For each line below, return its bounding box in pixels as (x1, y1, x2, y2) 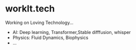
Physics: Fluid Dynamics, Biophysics (12, 34, 89, 40)
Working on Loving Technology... (5, 19, 74, 25)
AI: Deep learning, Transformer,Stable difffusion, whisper (12, 29, 131, 35)
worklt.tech (5, 3, 55, 14)
